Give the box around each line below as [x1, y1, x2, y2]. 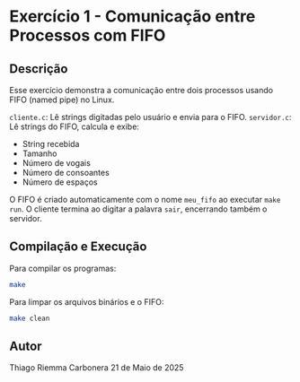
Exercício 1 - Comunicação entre [9, 6, 256, 27]
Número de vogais [22, 158, 92, 168]
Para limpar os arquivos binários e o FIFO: [9, 296, 164, 307]
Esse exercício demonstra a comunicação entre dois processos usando [9, 85, 274, 95]
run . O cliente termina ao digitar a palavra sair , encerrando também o [9, 204, 268, 214]
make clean [9, 314, 50, 323]
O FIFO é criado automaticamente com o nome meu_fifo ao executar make [9, 195, 281, 204]
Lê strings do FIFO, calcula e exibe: [9, 121, 139, 132]
